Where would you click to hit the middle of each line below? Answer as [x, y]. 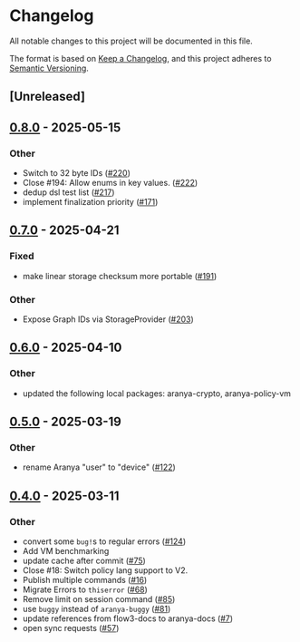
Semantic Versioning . [49, 68]
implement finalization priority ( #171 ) [90, 202]
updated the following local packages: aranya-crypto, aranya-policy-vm [157, 393]
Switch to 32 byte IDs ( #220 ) [77, 173]
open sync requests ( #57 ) [71, 628]
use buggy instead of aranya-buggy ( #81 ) [97, 609]
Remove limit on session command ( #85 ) [99, 599]
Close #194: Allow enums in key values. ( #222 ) [110, 183]
